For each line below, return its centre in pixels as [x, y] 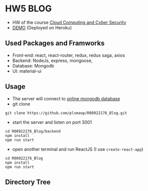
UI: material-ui [27, 71]
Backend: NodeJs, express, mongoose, [52, 61]
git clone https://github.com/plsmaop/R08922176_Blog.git [66, 113]
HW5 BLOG [28, 9]
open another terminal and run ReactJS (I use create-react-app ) [78, 149]
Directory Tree [28, 182]
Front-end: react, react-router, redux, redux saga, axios [69, 55]
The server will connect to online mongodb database [66, 98]
